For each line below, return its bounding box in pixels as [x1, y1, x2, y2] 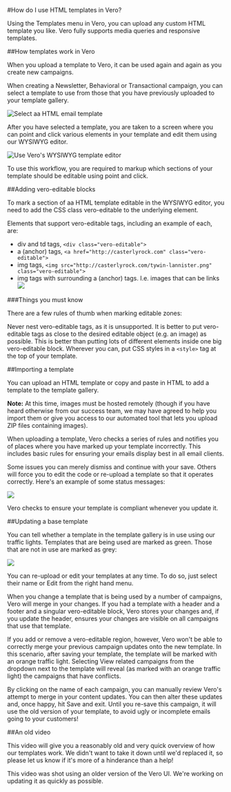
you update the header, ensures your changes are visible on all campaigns [7, 614, 219, 623]
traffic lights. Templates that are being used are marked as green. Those [7, 538, 212, 546]
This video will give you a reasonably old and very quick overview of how [7, 742, 215, 749]
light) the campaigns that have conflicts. [7, 672, 121, 680]
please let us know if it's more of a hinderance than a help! [7, 756, 174, 764]
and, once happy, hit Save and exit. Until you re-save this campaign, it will [7, 700, 217, 708]
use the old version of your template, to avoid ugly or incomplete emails [7, 708, 211, 715]
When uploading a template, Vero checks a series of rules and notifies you [7, 435, 219, 443]
